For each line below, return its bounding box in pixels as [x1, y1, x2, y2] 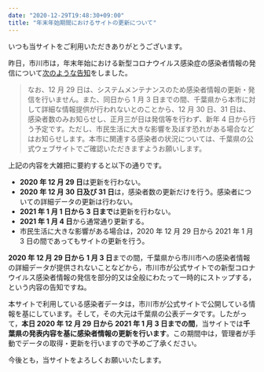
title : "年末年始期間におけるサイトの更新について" [8, 19, 157, 27]
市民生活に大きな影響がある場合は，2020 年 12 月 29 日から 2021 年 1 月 [19, 226, 254, 236]
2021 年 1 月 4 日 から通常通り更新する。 [19, 216, 148, 226]
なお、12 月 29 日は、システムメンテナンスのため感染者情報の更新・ [27, 84, 249, 94]
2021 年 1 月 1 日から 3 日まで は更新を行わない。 [19, 206, 175, 216]
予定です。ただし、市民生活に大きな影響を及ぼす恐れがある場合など [34, 123, 255, 134]
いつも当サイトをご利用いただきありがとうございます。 [8, 41, 187, 51]
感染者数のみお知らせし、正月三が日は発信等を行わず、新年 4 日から [27, 114, 249, 123]
